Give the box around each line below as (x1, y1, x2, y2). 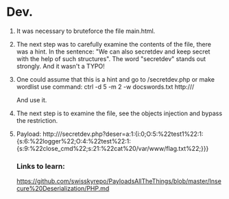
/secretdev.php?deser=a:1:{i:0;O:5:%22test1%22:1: (60, 130, 204, 138)
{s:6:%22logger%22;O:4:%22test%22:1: (16, 137, 131, 145)
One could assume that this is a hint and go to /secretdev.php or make (16, 75, 215, 83)
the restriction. (16, 116, 58, 124)
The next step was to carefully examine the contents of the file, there (16, 40, 212, 48)
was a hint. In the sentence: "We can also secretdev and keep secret (16, 47, 210, 56)
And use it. (16, 95, 47, 104)
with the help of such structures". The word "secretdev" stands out (16, 54, 206, 62)
